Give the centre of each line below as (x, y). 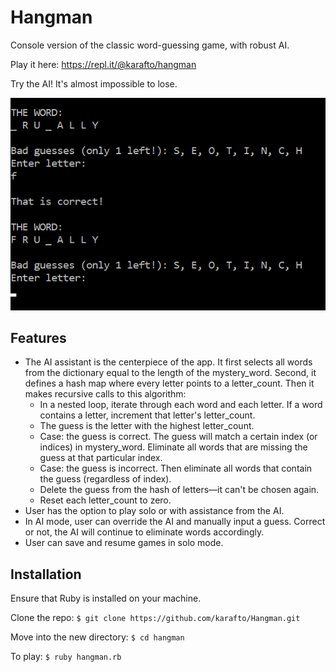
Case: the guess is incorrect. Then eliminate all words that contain (176, 468)
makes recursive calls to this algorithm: (105, 394)
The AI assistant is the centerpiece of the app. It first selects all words (168, 362)
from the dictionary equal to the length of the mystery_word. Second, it (170, 373)
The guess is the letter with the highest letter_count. (147, 426)
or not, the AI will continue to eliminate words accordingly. (144, 532)
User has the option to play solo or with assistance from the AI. (154, 511)
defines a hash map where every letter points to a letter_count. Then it (169, 383)
